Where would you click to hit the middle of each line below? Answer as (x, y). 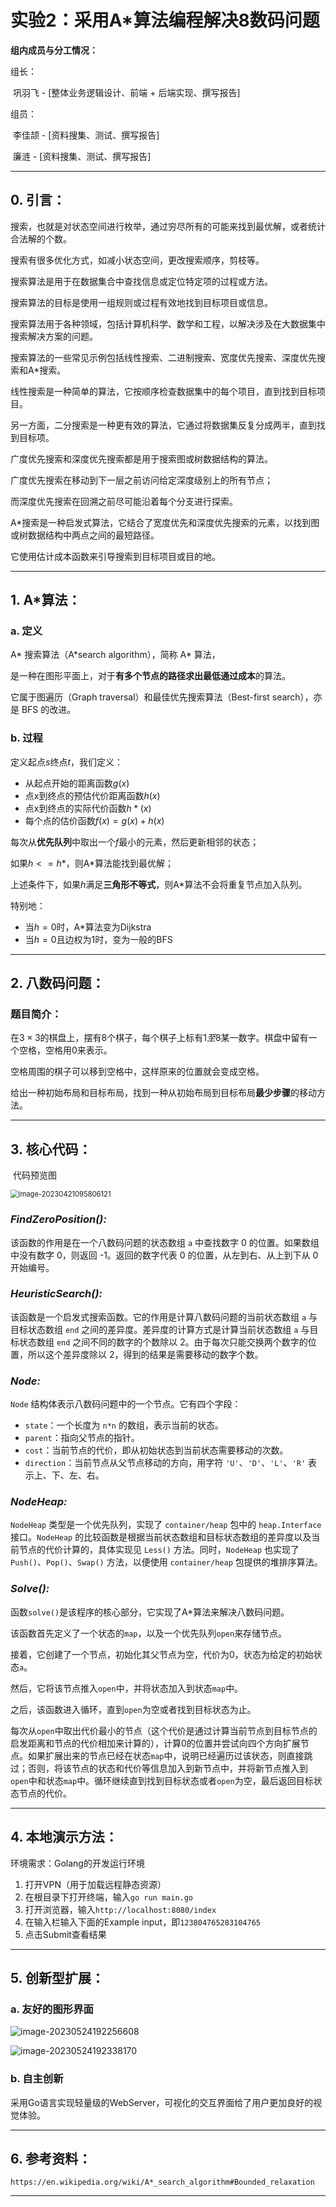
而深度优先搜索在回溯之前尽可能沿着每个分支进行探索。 (124, 501)
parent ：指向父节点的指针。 (82, 1438)
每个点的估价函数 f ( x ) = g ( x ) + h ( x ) (94, 820)
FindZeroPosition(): (58, 1219)
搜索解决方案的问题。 (54, 336)
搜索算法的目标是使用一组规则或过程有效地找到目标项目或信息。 (141, 302)
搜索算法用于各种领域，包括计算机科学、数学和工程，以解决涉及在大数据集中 (168, 323)
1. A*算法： (46, 600)
